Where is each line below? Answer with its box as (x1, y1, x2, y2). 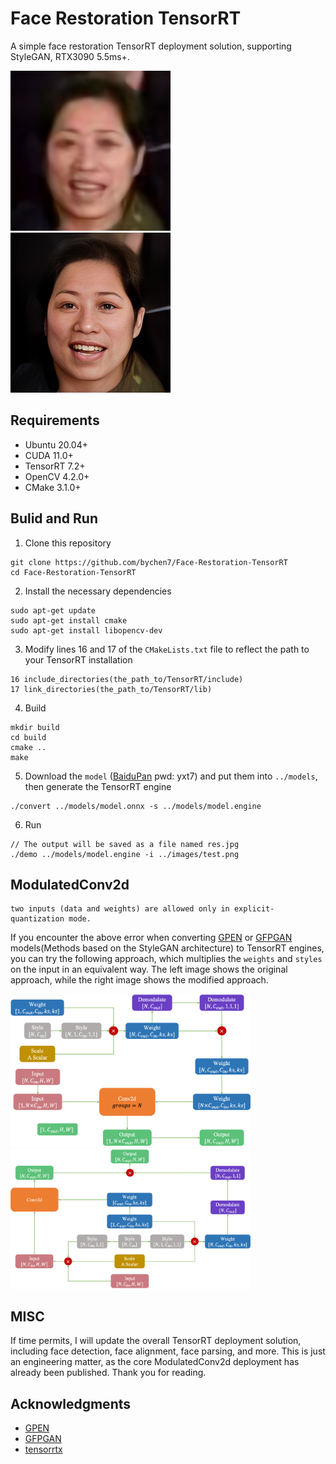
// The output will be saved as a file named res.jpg (10, 839, 240, 849)
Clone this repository (24, 537, 112, 549)
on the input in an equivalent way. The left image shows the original (10, 963, 288, 976)
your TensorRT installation (24, 653, 133, 666)
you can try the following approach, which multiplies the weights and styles (10, 953, 323, 965)
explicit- (233, 904, 275, 914)
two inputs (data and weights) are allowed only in (10, 904, 230, 914)
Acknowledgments (10, 1395, 132, 1412)
